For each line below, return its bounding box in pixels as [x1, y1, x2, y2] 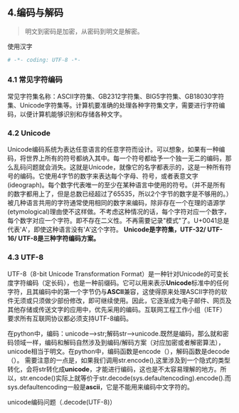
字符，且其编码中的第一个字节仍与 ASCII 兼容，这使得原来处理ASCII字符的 [7, 287, 222, 296]
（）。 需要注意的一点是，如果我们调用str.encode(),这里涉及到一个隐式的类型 [7, 355, 231, 365]
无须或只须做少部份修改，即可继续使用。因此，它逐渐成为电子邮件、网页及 [13, 296, 232, 305]
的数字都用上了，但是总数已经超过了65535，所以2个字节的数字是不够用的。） [7, 189, 230, 198]
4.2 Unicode [7, 127, 51, 137]
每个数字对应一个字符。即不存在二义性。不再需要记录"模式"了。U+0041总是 [7, 216, 230, 225]
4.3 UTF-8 [7, 252, 44, 262]
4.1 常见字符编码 [7, 74, 63, 84]
